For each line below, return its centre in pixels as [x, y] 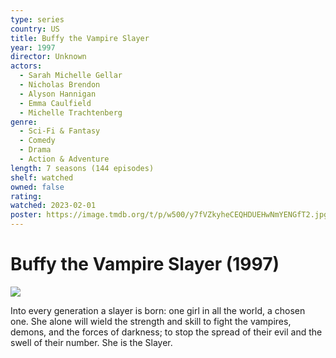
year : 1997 [33, 47]
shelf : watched [42, 177]
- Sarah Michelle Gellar [71, 76]
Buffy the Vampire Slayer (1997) [145, 264]
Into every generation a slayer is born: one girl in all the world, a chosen [158, 310]
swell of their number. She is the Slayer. [91, 342]
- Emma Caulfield [55, 103]
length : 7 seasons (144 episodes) [82, 168]
